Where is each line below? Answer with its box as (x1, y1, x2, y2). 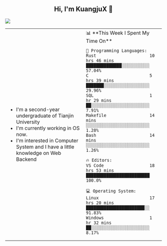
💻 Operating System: (86, 188, 137, 194)
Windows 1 (86, 215, 153, 221)
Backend (16, 155, 37, 162)
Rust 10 (86, 53, 155, 58)
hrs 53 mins (86, 167, 114, 173)
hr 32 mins (86, 220, 112, 226)
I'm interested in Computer (16, 137, 79, 144)
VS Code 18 (86, 162, 155, 168)
